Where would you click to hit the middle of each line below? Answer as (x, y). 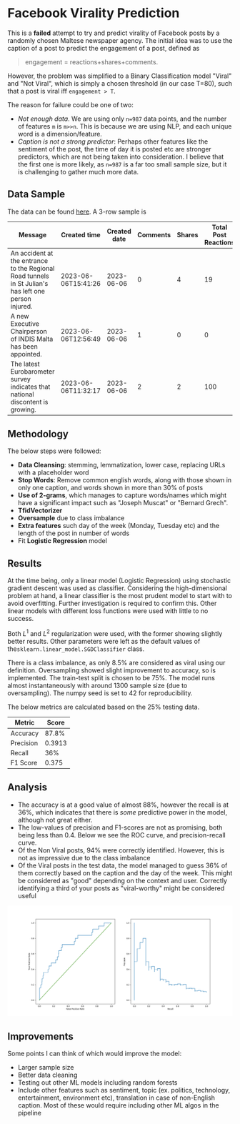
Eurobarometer (32, 372)
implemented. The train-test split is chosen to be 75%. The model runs (111, 677)
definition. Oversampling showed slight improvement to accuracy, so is (112, 670)
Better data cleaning (47, 1075)
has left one (27, 291)
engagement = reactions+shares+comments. (91, 61)
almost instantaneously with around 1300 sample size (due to (97, 685)
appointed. (26, 354)
